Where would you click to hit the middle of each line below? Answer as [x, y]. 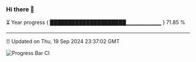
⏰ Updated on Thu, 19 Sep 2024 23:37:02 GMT [63, 42]
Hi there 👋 [20, 9]
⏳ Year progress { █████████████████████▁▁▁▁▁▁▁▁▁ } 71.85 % [96, 22]
